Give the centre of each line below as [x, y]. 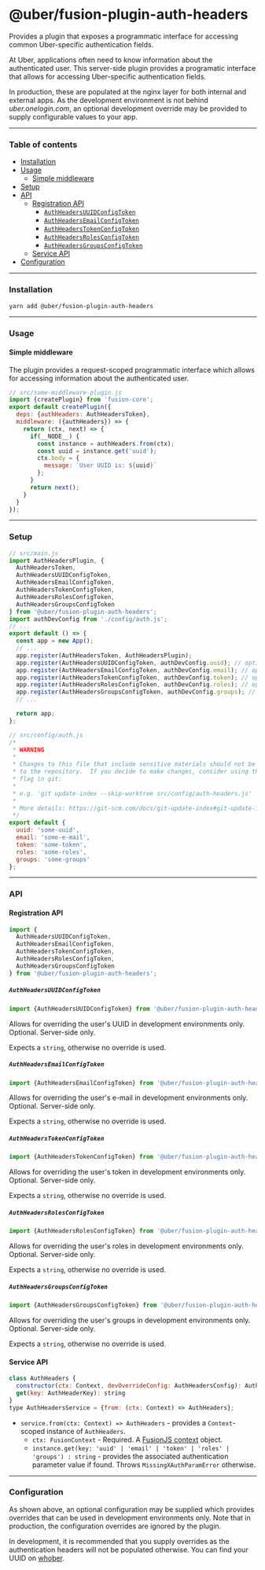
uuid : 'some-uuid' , [48, 830]
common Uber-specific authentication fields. [81, 44]
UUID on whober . [37, 1557]
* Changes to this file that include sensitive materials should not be [134, 764]
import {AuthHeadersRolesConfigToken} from [81, 1231]
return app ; [36, 714]
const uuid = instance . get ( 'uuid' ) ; [97, 451]
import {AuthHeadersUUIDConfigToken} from [79, 1009]
